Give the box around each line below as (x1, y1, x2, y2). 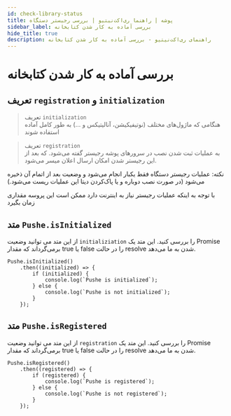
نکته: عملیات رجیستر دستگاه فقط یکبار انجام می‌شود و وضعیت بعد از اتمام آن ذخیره (7, 169, 224, 179)
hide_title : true (7, 29, 58, 37)
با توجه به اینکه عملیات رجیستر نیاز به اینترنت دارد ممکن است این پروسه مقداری (7, 190, 216, 200)
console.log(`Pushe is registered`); (44, 377, 155, 385)
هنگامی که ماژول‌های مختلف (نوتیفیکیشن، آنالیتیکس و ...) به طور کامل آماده (24, 120, 220, 129)
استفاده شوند (24, 127, 59, 137)
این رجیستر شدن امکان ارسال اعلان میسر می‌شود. (24, 156, 157, 165)
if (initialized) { (32, 270, 90, 277)
